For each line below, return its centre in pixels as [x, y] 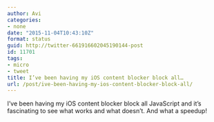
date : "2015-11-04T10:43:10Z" [51, 33]
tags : [15, 59]
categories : [24, 20]
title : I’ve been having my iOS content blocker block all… [96, 78]
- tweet [18, 71]
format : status [29, 39]
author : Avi [24, 13]
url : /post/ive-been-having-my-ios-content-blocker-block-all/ [100, 84]
